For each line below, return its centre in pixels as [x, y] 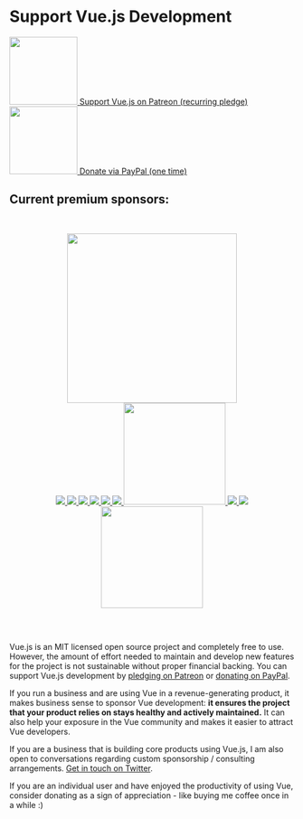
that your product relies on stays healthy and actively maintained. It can [147, 712]
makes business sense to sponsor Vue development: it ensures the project [150, 702]
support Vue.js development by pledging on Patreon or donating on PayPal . [150, 675]
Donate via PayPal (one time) [133, 171]
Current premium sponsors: [90, 199]
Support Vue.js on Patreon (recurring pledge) [164, 101]
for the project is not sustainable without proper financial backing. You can [148, 665]
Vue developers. [40, 731]
